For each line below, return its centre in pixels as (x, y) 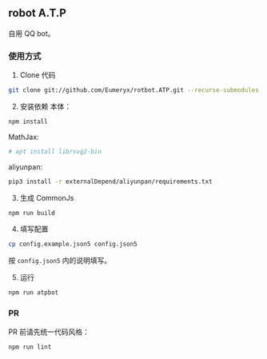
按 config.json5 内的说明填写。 (60, 261)
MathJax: (24, 137)
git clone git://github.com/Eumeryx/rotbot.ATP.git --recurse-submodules (134, 90)
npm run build (32, 213)
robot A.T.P (37, 13)
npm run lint (30, 347)
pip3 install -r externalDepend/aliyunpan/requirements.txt (111, 181)
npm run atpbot (34, 293)
